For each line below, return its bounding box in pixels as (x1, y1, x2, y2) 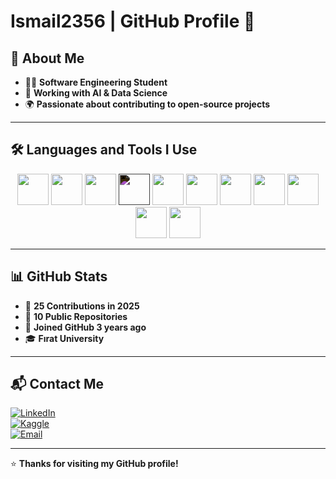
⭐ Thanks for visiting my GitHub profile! (10, 458, 179, 470)
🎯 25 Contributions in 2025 (24, 300, 140, 312)
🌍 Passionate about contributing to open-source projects (24, 98, 270, 110)
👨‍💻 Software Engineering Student (24, 76, 168, 88)
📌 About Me (10, 50, 85, 67)
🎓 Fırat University (24, 332, 105, 344)
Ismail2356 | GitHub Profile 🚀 (10, 10, 256, 33)
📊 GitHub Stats (10, 268, 108, 285)
